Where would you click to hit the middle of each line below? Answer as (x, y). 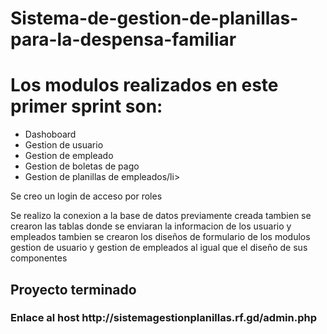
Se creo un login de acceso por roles (86, 196)
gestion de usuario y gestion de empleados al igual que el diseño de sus (159, 248)
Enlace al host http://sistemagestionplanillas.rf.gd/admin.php (163, 318)
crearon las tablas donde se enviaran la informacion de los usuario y (151, 226)
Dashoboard (50, 134)
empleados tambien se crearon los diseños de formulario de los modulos (160, 237)
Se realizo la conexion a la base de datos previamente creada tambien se (161, 216)
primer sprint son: (86, 106)
